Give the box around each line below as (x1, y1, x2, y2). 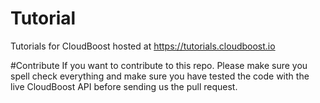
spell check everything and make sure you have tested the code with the (10, 70, 310, 82)
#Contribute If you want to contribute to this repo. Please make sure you (10, 59, 308, 71)
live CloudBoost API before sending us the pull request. (10, 80, 238, 92)
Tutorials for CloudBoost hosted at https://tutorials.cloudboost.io (10, 40, 276, 52)
